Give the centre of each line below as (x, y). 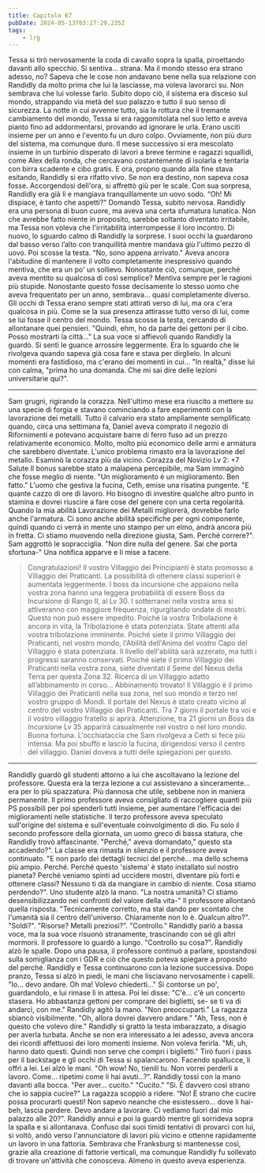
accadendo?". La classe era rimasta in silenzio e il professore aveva (118, 850)
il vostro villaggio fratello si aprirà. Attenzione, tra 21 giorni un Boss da (141, 718)
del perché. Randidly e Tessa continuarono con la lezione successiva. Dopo (131, 968)
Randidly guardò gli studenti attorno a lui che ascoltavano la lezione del (124, 775)
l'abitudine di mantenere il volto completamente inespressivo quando (120, 261)
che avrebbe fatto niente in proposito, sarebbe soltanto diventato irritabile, (129, 219)
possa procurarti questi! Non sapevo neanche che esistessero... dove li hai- (131, 1102)
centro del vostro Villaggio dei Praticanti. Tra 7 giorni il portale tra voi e (142, 710)
